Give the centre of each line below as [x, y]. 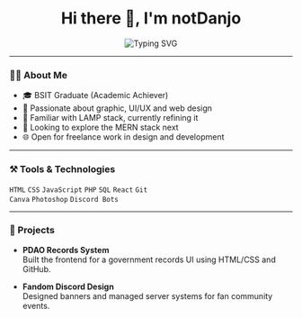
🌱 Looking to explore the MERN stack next [100, 127]
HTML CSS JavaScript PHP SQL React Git [79, 190]
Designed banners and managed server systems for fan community [147, 295]
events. [36, 305]
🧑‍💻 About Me [38, 75]
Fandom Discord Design [68, 286]
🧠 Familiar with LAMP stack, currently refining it [110, 118]
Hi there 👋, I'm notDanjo [151, 18]
